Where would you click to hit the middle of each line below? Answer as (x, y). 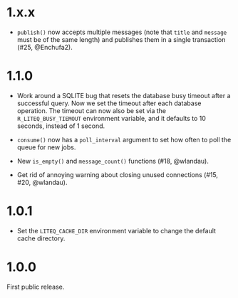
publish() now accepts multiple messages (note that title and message (122, 32)
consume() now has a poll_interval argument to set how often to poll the (124, 139)
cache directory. (41, 238)
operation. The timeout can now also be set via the (92, 110)
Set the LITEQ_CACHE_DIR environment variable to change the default (117, 230)
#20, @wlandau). (42, 182)
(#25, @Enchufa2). (45, 47)
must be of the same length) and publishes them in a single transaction (121, 39)
